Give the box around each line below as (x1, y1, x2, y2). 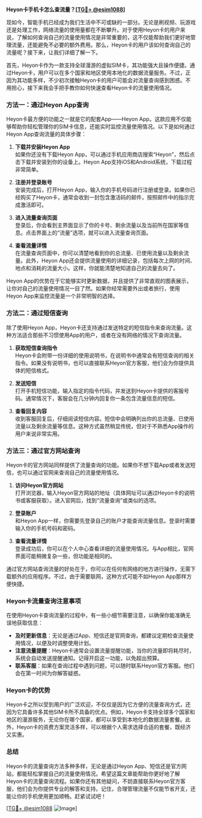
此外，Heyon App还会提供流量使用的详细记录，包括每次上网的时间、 (25, 257, 196, 264)
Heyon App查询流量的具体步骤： (6, 131, 87, 138)
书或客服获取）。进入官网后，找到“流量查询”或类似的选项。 (14, 496, 160, 504)
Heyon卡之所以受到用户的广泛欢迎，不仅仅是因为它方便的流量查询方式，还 (6, 701, 191, 708)
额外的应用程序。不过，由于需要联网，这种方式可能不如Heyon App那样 (11, 572, 187, 580)
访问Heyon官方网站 (14, 481, 64, 489)
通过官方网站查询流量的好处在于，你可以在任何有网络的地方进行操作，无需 (6, 565, 191, 572)
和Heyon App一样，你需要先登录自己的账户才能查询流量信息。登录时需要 (14, 517, 196, 524)
